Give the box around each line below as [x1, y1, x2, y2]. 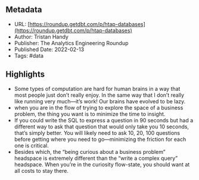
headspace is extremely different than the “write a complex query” [14, 154, 178, 162]
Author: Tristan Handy [14, 33, 69, 40]
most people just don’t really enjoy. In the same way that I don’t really [14, 91, 185, 99]
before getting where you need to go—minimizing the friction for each [14, 135, 186, 143]
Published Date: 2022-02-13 [14, 46, 85, 53]
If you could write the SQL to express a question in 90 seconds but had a [14, 116, 194, 124]
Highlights [5, 70, 45, 80]
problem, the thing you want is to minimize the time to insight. [14, 110, 166, 118]
